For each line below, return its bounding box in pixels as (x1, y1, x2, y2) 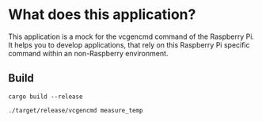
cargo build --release (8, 93, 83, 101)
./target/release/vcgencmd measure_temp (8, 106, 144, 114)
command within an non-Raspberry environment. (8, 48, 169, 58)
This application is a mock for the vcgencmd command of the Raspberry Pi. (8, 32, 255, 41)
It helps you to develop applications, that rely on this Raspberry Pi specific (8, 40, 251, 49)
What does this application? (8, 6, 196, 24)
